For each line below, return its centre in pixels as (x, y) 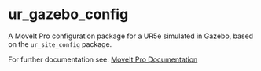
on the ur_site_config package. (60, 44)
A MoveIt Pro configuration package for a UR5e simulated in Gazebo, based (131, 36)
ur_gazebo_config (68, 14)
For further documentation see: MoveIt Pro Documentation (103, 59)
